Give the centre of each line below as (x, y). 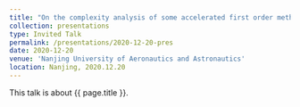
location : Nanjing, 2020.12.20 (67, 68)
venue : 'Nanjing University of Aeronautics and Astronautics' (127, 59)
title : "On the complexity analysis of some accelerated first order (142, 17)
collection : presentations (59, 26)
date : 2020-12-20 (42, 51)
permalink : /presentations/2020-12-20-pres (92, 42)
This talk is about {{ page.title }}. (69, 92)
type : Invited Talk (46, 34)
